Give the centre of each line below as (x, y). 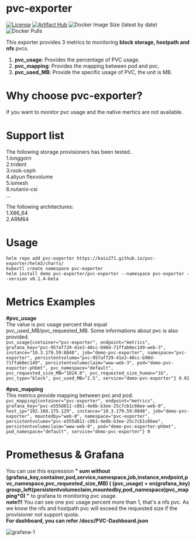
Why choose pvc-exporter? (74, 96)
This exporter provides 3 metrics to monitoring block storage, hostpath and (98, 42)
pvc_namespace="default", (82, 368)
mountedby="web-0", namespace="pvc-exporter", (92, 416)
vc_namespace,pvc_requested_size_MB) (57, 483)
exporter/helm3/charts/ (35, 263)
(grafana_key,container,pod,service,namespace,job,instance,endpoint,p (97, 477)
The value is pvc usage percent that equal (56, 324)
